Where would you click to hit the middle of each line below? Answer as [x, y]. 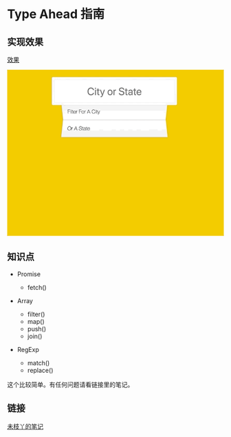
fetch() [37, 287]
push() [37, 329]
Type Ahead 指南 [56, 14]
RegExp [28, 349]
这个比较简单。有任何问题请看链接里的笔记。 [70, 385]
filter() [36, 314]
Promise [29, 274]
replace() [40, 370]
